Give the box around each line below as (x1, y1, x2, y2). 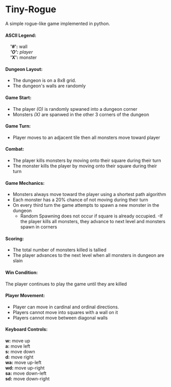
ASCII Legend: (5, 32, 37, 38)
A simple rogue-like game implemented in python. (5, 20, 110, 27)
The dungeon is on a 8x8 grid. (12, 78, 77, 84)
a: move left (5, 343, 31, 349)
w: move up (5, 337, 31, 344)
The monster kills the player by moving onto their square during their (12, 162, 157, 169)
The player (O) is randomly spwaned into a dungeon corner (12, 106, 138, 112)
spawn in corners (20, 224, 57, 230)
